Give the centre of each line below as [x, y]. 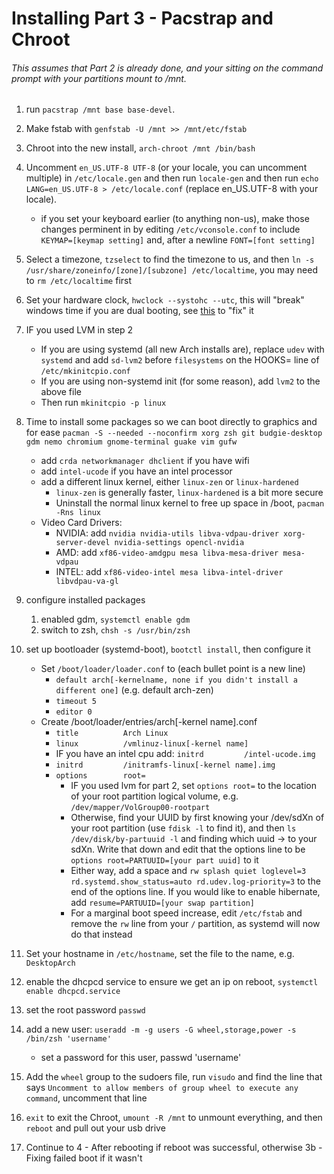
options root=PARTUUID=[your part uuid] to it [164, 860]
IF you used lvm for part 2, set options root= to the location [193, 786]
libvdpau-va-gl [87, 582]
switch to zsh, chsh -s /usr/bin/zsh [115, 630]
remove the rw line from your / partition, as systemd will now [195, 924]
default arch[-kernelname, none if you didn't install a [176, 680]
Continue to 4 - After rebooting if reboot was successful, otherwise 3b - [174, 1148]
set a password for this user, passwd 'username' [141, 1058]
